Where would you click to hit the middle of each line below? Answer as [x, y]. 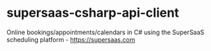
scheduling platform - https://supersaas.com [71, 39]
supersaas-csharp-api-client [93, 13]
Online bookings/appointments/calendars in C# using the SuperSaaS [105, 32]
